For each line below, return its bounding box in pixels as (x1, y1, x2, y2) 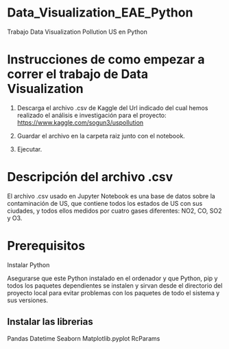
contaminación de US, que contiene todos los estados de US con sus (7, 199, 203, 207)
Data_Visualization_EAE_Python (7, 5, 193, 21)
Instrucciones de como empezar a (7, 52, 205, 67)
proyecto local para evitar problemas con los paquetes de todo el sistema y (7, 288, 220, 297)
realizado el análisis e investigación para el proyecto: (16, 111, 167, 119)
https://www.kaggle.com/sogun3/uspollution (16, 118, 144, 127)
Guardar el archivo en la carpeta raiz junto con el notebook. (16, 131, 185, 140)
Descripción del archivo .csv (7, 169, 173, 185)
